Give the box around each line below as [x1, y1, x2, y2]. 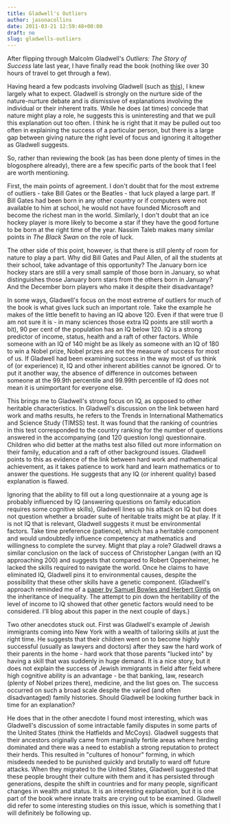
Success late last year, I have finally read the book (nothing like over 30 [7, 62, 209, 70]
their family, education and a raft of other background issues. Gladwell [7, 448, 206, 457]
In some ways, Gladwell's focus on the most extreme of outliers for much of [7, 296, 222, 304]
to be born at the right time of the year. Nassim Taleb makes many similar [7, 226, 214, 234]
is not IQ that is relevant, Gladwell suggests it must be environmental [7, 520, 201, 528]
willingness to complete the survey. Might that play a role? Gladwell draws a [7, 542, 222, 550]
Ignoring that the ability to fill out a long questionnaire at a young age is [7, 490, 208, 499]
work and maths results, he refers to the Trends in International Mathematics [7, 411, 224, 420]
